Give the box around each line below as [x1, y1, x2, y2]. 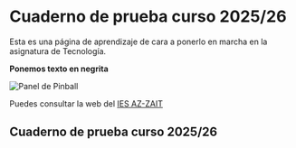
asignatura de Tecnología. [9, 45, 107, 56]
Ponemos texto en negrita [9, 63, 109, 74]
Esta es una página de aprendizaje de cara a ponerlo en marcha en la [9, 36, 268, 47]
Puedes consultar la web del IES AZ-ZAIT [9, 97, 163, 109]
